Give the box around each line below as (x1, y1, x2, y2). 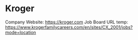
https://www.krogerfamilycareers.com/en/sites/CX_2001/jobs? (5, 24, 133, 30)
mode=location (5, 29, 36, 35)
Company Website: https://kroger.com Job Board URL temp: (5, 19, 128, 25)
